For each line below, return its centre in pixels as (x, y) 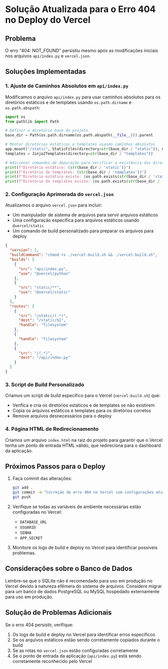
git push (21, 497)
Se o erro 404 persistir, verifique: (39, 625)
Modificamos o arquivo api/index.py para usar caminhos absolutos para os (83, 97)
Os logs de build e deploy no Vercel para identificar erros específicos (84, 634)
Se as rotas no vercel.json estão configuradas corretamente (75, 650)
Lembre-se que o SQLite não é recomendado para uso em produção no (79, 581)
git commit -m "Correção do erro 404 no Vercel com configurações (83, 493)
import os (15, 117)
